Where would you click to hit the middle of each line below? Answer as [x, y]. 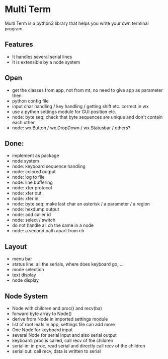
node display [25, 280]
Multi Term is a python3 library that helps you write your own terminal [77, 23]
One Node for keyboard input [42, 330]
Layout [16, 247]
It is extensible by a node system [46, 62]
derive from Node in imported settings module [60, 319]
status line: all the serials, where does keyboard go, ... [68, 264]
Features [19, 45]
